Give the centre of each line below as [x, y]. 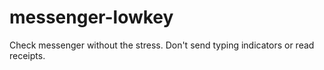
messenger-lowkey [91, 17]
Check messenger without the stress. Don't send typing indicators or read [162, 45]
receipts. [27, 55]
